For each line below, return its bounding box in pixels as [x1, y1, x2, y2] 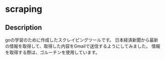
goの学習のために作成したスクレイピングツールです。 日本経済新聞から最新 [5, 37, 159, 43]
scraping [5, 3, 42, 15]
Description [5, 23, 42, 32]
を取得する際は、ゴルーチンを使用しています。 [5, 50, 100, 55]
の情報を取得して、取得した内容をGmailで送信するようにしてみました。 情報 [5, 43, 161, 49]
